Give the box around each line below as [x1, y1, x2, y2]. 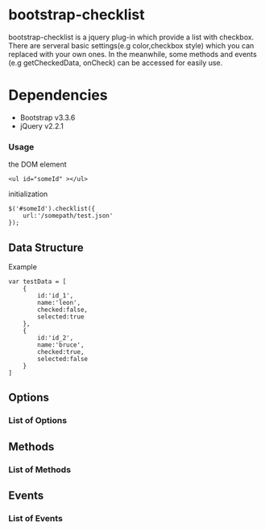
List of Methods [8, 464, 71, 475]
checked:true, [37, 347, 85, 355]
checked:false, [37, 306, 89, 314]
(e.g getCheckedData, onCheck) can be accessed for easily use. [8, 58, 223, 68]
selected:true [37, 312, 85, 321]
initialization [8, 189, 48, 199]
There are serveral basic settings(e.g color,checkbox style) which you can [8, 40, 255, 50]
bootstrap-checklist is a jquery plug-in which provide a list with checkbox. [8, 32, 255, 42]
